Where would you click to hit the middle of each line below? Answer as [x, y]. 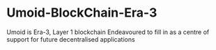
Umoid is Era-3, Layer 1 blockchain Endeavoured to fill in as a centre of [108, 32]
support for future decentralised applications [71, 39]
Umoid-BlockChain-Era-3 [82, 13]
